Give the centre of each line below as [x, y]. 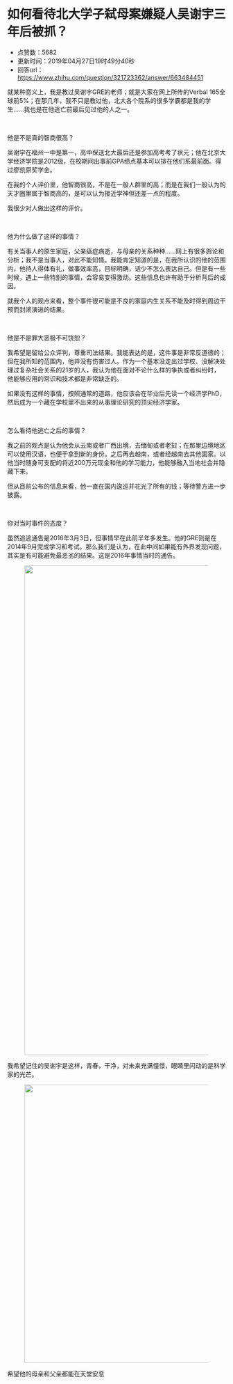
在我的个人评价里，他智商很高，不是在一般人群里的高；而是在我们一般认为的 [116, 184]
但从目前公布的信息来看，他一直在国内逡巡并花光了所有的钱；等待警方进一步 [116, 486]
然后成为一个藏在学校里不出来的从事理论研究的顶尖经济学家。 [95, 402]
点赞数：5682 [37, 52]
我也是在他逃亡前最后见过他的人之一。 [79, 109]
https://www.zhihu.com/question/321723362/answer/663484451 [110, 77]
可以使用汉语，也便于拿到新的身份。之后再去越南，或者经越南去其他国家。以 [116, 454]
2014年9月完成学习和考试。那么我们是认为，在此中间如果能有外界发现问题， [116, 546]
